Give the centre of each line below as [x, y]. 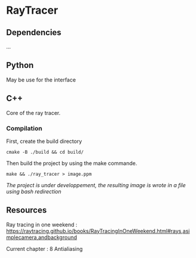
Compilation [24, 128]
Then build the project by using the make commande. [72, 163]
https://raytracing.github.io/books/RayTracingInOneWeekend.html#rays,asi [98, 231]
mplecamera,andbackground [42, 237]
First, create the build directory [44, 141]
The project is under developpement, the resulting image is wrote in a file [96, 185]
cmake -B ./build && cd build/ [45, 152]
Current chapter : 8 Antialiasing [45, 248]
